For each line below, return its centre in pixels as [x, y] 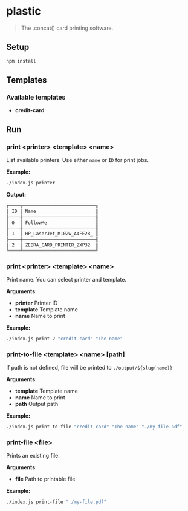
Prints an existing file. [33, 456]
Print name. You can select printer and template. [66, 280]
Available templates [36, 97]
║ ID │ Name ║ [52, 211]
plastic [24, 11]
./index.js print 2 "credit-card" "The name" [64, 339]
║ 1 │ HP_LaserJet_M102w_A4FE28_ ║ [52, 234]
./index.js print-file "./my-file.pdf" [57, 502]
